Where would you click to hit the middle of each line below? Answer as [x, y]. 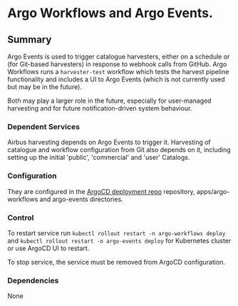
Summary [30, 40]
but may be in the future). [45, 87]
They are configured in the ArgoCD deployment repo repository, [101, 191]
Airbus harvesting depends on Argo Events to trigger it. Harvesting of [109, 142]
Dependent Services [44, 126]
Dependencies [33, 280]
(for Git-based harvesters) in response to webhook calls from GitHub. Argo [117, 64]
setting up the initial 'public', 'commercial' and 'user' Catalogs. [99, 158]
